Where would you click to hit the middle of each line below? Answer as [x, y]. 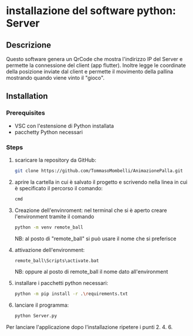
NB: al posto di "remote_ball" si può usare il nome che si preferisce [95, 238]
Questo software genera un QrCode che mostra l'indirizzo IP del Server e [94, 59]
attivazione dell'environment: [50, 250]
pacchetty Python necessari [49, 132]
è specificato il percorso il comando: [59, 188]
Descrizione [29, 45]
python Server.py [36, 316]
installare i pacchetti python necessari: [61, 283]
